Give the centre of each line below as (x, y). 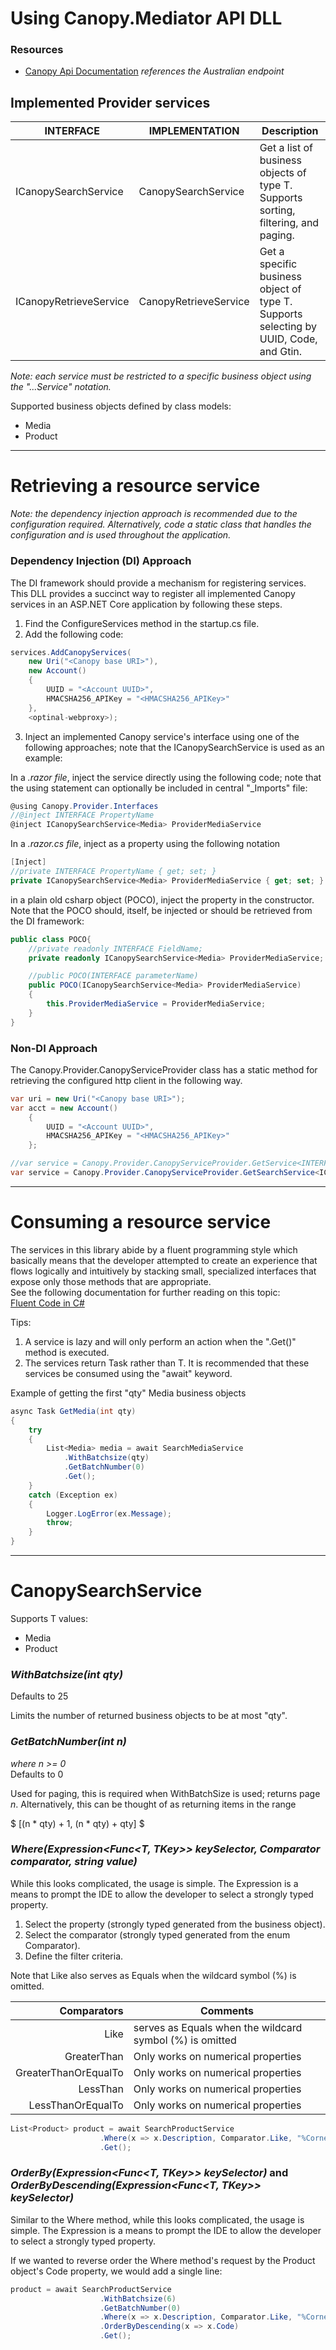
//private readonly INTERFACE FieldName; (115, 948)
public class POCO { (51, 939)
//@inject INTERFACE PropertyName (82, 815)
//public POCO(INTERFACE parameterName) (113, 976)
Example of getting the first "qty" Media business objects (128, 1393)
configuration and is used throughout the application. (121, 535)
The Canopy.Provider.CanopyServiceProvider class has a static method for (164, 1069)
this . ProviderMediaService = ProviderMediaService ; (156, 1004)
